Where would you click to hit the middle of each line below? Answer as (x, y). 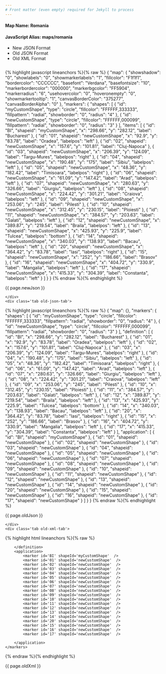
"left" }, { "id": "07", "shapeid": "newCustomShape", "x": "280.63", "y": (77, 183)
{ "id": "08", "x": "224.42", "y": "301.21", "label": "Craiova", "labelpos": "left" (83, 379)
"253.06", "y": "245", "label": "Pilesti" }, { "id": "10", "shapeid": (69, 205)
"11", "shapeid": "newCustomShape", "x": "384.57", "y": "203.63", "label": (80, 215)
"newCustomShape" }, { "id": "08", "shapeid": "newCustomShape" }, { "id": (82, 464)
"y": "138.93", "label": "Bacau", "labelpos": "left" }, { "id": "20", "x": (73, 411)
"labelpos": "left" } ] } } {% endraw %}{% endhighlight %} (64, 278)
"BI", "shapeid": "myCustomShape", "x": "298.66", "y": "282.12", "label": (79, 131)
